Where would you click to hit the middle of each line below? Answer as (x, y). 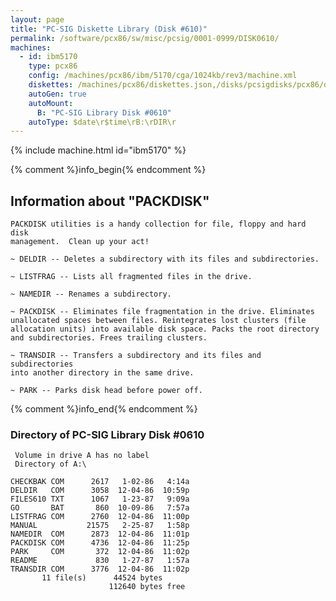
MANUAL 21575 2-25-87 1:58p (100, 526)
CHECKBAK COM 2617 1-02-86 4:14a (100, 482)
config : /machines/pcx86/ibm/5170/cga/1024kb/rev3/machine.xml (163, 76)
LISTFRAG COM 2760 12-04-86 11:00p (100, 517)
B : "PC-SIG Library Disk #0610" (104, 112)
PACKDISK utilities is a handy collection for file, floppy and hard (158, 224)
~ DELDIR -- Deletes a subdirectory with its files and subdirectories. (165, 259)
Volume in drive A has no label (82, 456)
